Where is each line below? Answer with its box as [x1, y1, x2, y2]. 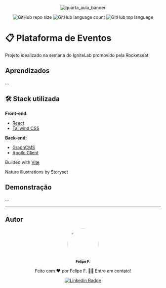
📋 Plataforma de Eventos [5, 33, 112, 44]
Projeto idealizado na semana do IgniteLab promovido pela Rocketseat [5, 52, 149, 58]
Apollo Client [12, 149, 39, 155]
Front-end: [5, 110, 28, 116]
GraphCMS [12, 144, 36, 150]
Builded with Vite [5, 159, 40, 165]
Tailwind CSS [12, 125, 40, 131]
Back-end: [5, 135, 27, 141]
